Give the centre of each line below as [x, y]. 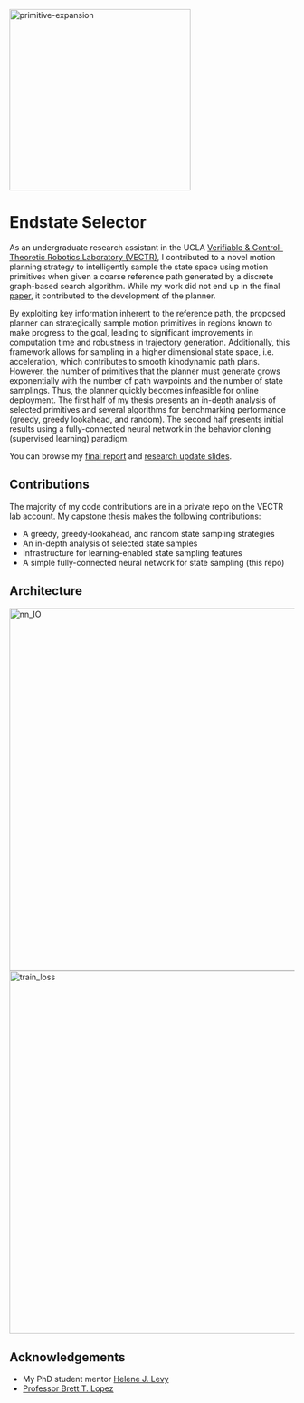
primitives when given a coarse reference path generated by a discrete [142, 276]
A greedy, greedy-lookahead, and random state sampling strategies [148, 533]
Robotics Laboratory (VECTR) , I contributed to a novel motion [161, 257]
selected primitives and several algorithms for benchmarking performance [148, 409]
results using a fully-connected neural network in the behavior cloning [140, 429]
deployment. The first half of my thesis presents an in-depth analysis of [142, 400]
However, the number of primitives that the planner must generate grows [145, 371]
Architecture [46, 591]
